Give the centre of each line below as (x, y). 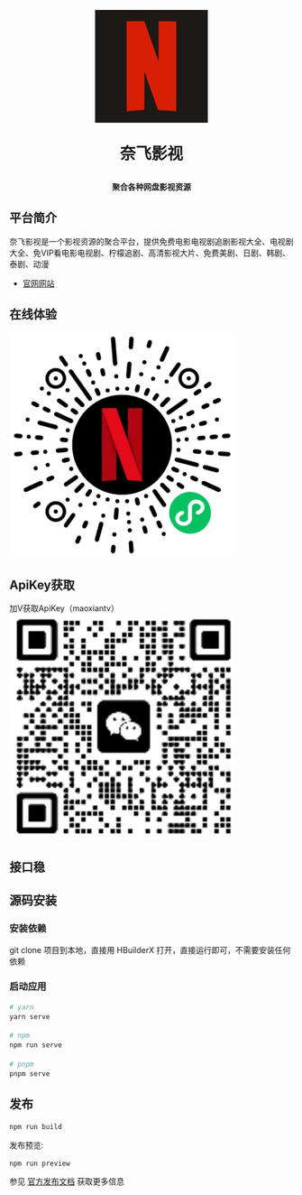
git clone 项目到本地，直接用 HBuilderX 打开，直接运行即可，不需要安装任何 (150, 950)
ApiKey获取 (42, 585)
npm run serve (36, 1045)
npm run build (36, 1126)
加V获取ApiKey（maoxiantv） (64, 608)
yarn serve (30, 1016)
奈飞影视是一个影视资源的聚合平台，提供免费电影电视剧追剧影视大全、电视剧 (151, 241)
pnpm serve (30, 1074)
